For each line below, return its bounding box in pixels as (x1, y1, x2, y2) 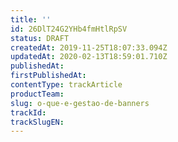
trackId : (10, 107, 47, 118)
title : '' (10, 14, 52, 25)
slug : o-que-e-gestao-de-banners (10, 98, 150, 108)
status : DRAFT (10, 33, 70, 43)
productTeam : (10, 89, 65, 99)
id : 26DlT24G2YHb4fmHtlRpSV (10, 24, 128, 34)
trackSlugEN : (10, 117, 65, 127)
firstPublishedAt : (10, 71, 87, 81)
